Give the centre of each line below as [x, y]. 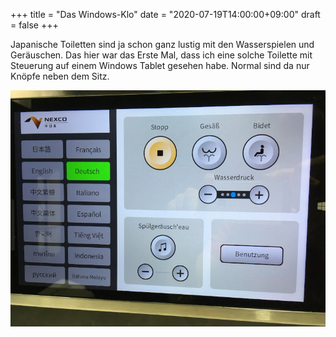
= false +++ [34, 25]
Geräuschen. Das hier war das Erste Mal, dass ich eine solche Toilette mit [161, 55]
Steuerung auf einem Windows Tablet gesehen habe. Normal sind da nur [160, 65]
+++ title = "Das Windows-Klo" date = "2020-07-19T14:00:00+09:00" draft [165, 14]
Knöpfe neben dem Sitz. [60, 76]
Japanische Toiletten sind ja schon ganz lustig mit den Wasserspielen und [162, 44]
